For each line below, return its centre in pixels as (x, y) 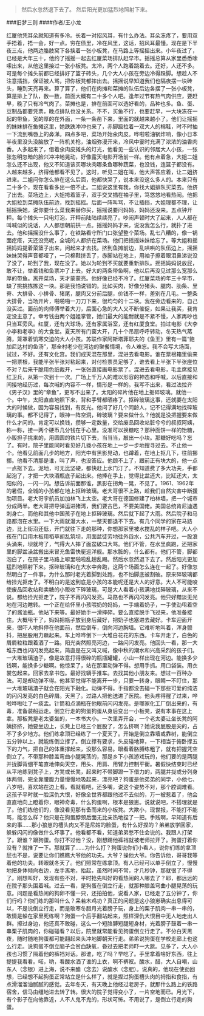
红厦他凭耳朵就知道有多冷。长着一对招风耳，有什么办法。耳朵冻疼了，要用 (99, 35)
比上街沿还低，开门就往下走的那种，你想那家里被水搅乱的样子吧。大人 (104, 529)
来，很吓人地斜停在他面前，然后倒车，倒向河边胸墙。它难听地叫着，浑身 (97, 627)
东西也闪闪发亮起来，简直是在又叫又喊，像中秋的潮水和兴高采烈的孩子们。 (104, 650)
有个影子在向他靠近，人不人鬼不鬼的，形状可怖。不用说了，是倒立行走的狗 (99, 999)
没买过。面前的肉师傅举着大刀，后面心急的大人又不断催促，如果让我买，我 (99, 309)
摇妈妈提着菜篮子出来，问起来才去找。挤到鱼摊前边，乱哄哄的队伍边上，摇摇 (102, 248)
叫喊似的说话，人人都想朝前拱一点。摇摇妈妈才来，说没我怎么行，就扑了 (97, 225)
